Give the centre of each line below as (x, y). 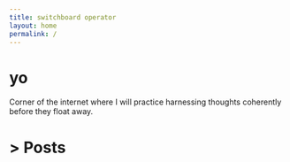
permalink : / (33, 34)
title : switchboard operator (63, 17)
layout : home (33, 26)
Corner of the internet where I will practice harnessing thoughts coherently (145, 102)
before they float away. (51, 112)
